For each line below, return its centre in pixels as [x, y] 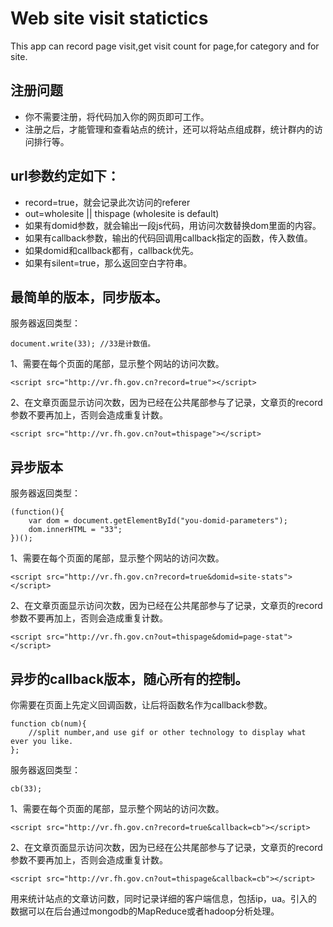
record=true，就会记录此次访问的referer [107, 202]
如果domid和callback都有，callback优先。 [112, 250]
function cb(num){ [48, 724]
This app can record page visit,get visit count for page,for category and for [165, 46]
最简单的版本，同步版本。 [89, 297]
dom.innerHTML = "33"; [75, 530]
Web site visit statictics [109, 18]
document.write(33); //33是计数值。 [83, 344]
